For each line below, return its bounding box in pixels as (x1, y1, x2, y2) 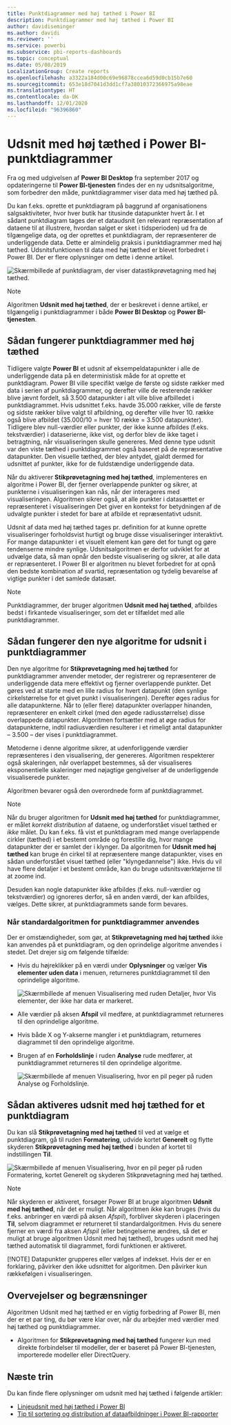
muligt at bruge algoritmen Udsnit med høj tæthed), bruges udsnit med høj (7, 1235, 219, 1243)
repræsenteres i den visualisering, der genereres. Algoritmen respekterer (7, 751, 215, 760)
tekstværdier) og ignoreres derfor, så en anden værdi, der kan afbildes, (7, 893, 210, 901)
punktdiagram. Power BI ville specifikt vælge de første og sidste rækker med (7, 379, 225, 387)
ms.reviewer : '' (7, 36, 54, 43)
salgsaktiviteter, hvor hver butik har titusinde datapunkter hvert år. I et (7, 208, 205, 217)
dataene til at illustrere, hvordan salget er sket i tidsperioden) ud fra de (7, 224, 208, 232)
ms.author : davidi (7, 29, 60, 37)
